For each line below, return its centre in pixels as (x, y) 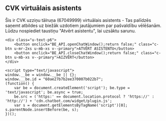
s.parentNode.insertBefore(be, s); (42, 110)
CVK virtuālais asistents (43, 8)
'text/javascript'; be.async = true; (44, 92)
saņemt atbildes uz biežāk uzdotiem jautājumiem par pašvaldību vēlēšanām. (83, 25)
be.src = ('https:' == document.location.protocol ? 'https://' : (84, 97)
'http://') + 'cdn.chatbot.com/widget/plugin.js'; (59, 101)
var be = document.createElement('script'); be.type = (72, 88)
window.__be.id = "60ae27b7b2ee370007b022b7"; (54, 79)
